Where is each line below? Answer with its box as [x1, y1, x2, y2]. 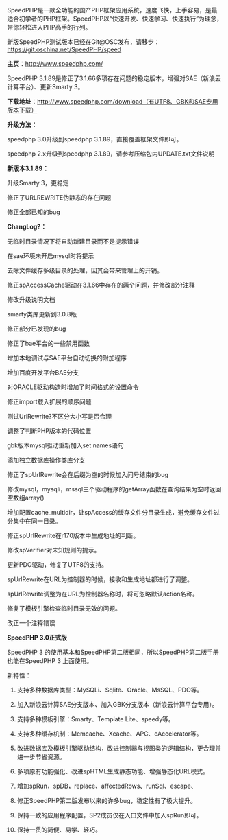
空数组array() [7, 493, 45, 502]
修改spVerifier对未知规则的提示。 [7, 546, 101, 554]
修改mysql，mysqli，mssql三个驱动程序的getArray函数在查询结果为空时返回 [7, 485, 222, 493]
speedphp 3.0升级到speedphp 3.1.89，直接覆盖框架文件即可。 [7, 135, 183, 143]
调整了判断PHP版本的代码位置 [7, 427, 92, 434]
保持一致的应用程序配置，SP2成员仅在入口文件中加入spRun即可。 [16, 811, 203, 819]
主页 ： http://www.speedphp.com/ [7, 60, 103, 67]
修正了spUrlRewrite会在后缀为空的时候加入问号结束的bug [7, 471, 169, 478]
